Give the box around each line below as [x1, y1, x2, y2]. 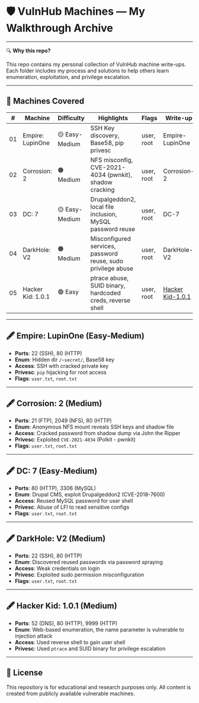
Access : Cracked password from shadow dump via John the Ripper [14, 430, 181, 437]
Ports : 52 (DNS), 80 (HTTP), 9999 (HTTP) [14, 619, 118, 627]
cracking [90, 185, 115, 194]
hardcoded [90, 289, 121, 297]
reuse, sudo [90, 257, 123, 265]
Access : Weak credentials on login [14, 565, 100, 572]
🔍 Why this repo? [6, 47, 51, 54]
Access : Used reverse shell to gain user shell [14, 638, 126, 645]
